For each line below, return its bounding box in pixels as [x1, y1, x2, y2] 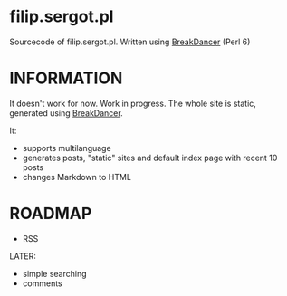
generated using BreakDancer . [9, 107, 124, 119]
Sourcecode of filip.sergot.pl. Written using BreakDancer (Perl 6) [9, 36, 251, 47]
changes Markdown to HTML [22, 171, 131, 182]
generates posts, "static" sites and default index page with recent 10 [22, 152, 278, 163]
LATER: [9, 251, 36, 262]
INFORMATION [9, 68, 123, 89]
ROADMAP [9, 204, 92, 224]
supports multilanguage [22, 142, 111, 153]
